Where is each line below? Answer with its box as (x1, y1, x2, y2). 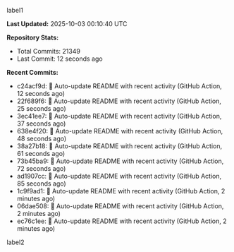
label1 (6, 6, 24, 14)
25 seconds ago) (16, 104, 66, 112)
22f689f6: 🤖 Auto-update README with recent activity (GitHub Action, (16, 97, 221, 105)
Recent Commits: (6, 68, 58, 76)
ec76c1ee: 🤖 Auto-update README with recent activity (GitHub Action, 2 (16, 217, 227, 225)
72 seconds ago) (16, 164, 66, 172)
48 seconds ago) (16, 134, 67, 143)
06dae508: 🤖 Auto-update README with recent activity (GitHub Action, (16, 202, 224, 210)
